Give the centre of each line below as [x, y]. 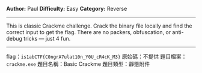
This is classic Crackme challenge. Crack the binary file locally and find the [99, 26]
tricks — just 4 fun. [47, 39]
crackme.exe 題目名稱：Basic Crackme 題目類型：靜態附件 [78, 64]
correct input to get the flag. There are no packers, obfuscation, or [89, 32]
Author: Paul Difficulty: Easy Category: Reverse [67, 9]
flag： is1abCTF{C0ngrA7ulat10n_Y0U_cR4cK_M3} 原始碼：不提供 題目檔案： [96, 57]
